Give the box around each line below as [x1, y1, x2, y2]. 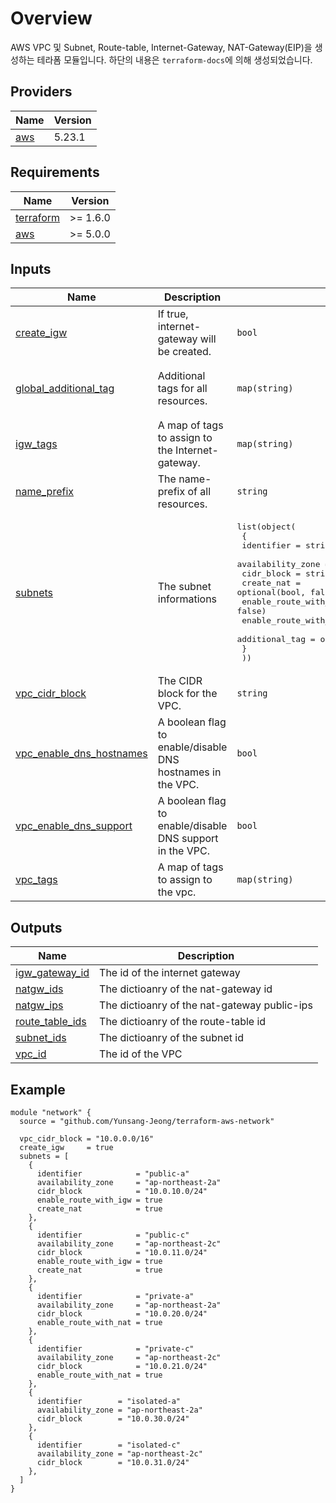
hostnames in [157, 765, 222, 779]
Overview [10, 7, 93, 30]
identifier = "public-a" [36, 1169, 190, 1179]
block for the [157, 687, 218, 701]
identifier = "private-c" [36, 1344, 195, 1354]
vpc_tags [15, 873, 58, 887]
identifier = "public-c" [36, 1230, 190, 1240]
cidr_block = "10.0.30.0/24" [36, 1414, 190, 1424]
